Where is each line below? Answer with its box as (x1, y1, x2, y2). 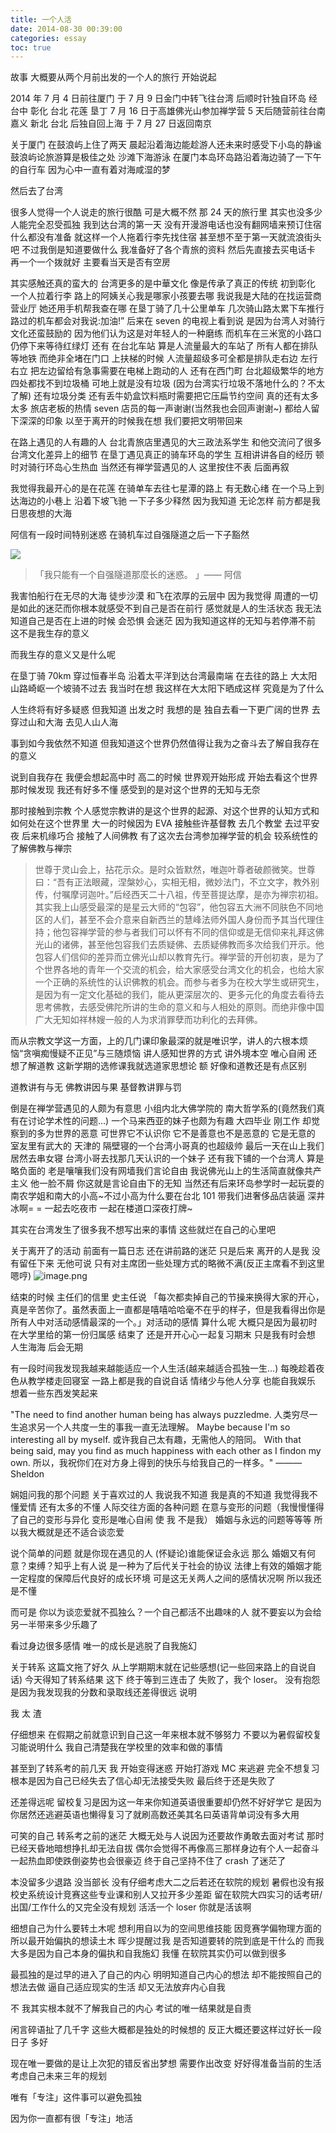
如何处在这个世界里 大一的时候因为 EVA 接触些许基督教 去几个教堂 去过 (10, 817, 303, 830)
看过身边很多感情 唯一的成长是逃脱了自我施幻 (10, 1640, 197, 1652)
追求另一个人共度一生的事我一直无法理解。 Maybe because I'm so (18, 1421, 291, 1433)
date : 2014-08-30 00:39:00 (10, 24, 123, 34)
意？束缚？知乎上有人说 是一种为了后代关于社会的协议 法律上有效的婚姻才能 (10, 1560, 322, 1572)
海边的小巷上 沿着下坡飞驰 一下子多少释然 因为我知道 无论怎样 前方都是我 (18, 495, 321, 507)
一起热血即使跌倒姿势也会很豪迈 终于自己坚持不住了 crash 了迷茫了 (10, 1855, 287, 1867)
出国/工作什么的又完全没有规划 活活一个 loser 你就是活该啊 (10, 1901, 252, 1913)
